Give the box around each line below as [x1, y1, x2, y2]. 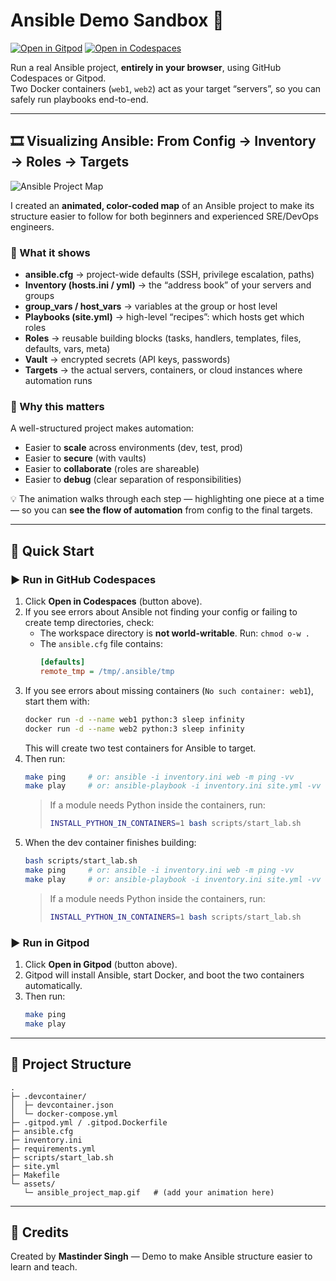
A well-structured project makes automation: [10, 422, 195, 434]
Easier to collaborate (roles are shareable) [24, 463, 200, 475]
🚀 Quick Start [10, 542, 95, 559]
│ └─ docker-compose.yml [10, 1109, 118, 1119]
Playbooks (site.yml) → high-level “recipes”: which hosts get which [24, 311, 305, 323]
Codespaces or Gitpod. [10, 72, 107, 84]
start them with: [24, 695, 90, 707]
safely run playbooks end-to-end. [10, 93, 149, 105]
